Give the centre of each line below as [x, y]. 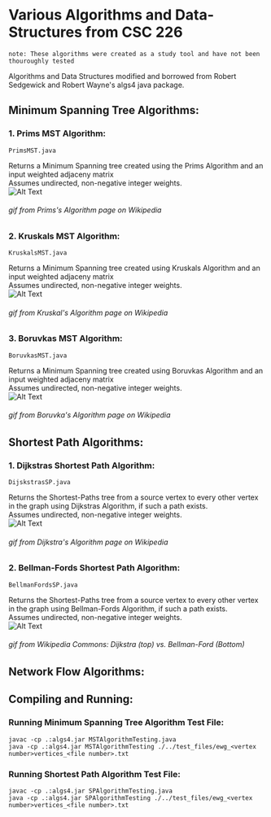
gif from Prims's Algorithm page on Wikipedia [85, 210]
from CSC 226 [134, 32]
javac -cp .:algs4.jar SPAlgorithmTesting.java [91, 791]
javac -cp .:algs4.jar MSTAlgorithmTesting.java [92, 739]
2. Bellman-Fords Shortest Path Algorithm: [94, 568]
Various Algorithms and [90, 15]
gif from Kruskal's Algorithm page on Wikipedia [88, 312]
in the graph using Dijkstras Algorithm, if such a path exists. [108, 506]
